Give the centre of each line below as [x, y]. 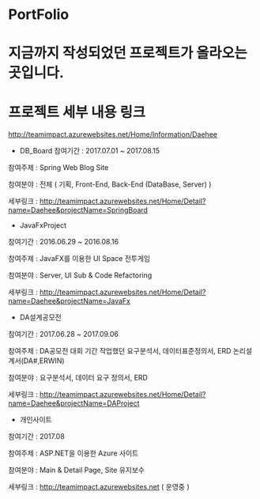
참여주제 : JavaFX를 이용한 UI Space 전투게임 [79, 259]
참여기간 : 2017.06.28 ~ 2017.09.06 [64, 335]
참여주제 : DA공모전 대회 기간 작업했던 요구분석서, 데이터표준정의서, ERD [120, 351]
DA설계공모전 [40, 317]
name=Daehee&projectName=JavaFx [70, 301]
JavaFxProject [43, 225]
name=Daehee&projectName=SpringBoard [78, 210]
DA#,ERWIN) [44, 361]
